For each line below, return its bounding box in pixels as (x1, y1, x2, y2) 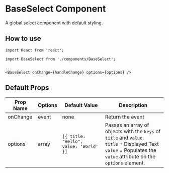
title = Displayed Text (105, 140, 159, 147)
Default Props (5, 84, 49, 92)
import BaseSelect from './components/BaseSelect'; (5, 56, 116, 62)
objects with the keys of (105, 128, 161, 135)
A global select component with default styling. (5, 20, 103, 26)
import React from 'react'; (5, 47, 64, 53)
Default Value (64, 101, 98, 108)
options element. (105, 159, 145, 166)
